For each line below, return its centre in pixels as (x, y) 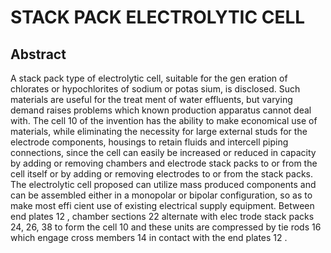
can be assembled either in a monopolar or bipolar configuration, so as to (161, 195)
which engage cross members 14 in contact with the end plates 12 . (149, 237)
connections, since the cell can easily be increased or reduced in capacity (163, 152)
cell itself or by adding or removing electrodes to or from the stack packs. (162, 174)
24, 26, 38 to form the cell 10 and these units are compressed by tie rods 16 (166, 227)
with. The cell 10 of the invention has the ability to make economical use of (164, 120)
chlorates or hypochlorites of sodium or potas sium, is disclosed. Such (155, 89)
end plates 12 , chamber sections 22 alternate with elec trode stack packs (162, 216)
